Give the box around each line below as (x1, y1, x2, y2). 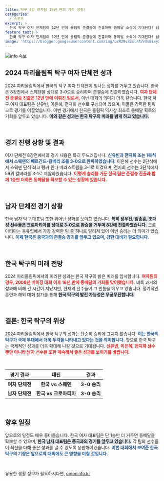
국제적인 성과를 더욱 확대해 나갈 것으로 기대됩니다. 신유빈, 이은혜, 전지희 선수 (10, 343, 155, 349)
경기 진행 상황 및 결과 (5, 138, 64, 147)
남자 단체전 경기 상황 (5, 202, 63, 210)
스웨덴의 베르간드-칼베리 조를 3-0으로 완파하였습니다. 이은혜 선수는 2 (14, 159, 145, 164)
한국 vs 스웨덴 (41, 381, 72, 388)
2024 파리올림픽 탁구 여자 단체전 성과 (5, 69, 112, 77)
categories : (5, 12, 29, 17)
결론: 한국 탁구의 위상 (5, 317, 65, 325)
